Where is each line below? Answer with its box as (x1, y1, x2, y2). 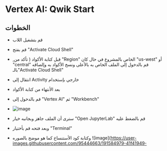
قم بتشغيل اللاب (12, 37, 43, 43)
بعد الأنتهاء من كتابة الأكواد (12, 86, 60, 92)
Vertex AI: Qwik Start (5, 4, 94, 15)
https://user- (110, 135, 136, 141)
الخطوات (5, 24, 30, 32)
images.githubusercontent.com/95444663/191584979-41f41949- (12, 140, 147, 146)
